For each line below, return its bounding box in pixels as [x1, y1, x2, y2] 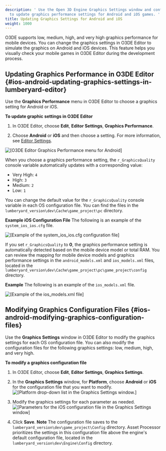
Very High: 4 [12, 172, 38, 178]
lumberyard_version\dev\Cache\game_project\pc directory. [5, 208, 124, 214]
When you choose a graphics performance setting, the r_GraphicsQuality [5, 157, 156, 163]
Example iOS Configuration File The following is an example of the [5, 217, 142, 223]
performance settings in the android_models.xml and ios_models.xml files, [5, 258, 155, 264]
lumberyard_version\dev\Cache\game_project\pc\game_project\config [5, 268, 147, 273]
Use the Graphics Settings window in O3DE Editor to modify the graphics [5, 334, 155, 340]
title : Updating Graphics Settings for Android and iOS [5, 16, 123, 21]
